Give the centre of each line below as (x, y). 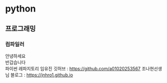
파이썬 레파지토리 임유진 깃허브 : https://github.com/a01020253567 (73, 68)
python (21, 9)
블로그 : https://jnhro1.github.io (42, 75)
